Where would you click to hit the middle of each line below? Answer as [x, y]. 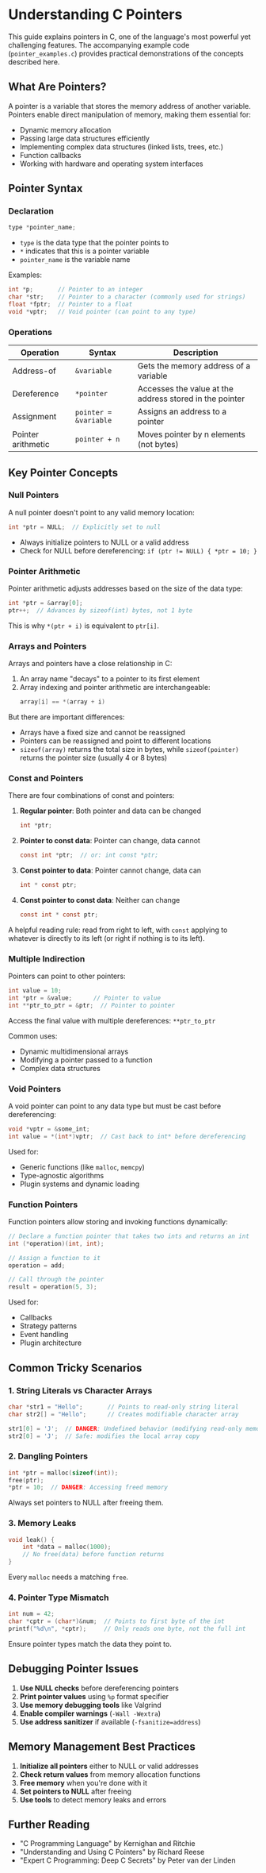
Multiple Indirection [47, 958]
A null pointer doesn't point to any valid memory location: [102, 512]
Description [196, 353]
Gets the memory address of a [194, 366]
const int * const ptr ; [59, 915]
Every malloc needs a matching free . [68, 1577]
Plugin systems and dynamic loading [80, 1184]
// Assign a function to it [55, 1258]
